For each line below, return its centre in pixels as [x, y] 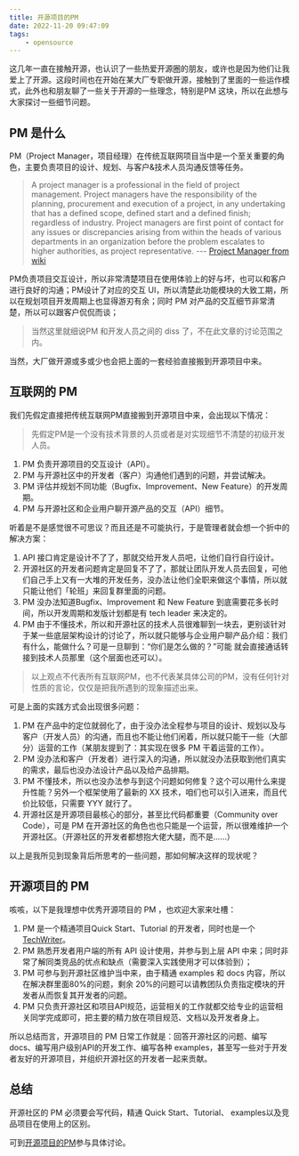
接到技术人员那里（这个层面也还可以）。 [94, 657]
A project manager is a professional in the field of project [135, 185]
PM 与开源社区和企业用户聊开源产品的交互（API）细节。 [125, 508]
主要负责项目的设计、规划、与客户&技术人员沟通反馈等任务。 [137, 167]
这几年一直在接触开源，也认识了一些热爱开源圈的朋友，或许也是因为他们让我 [149, 69]
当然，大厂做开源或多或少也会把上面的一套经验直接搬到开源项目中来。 [138, 361]
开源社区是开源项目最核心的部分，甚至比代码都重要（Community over [150, 814]
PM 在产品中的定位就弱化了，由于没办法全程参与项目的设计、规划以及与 [154, 725]
